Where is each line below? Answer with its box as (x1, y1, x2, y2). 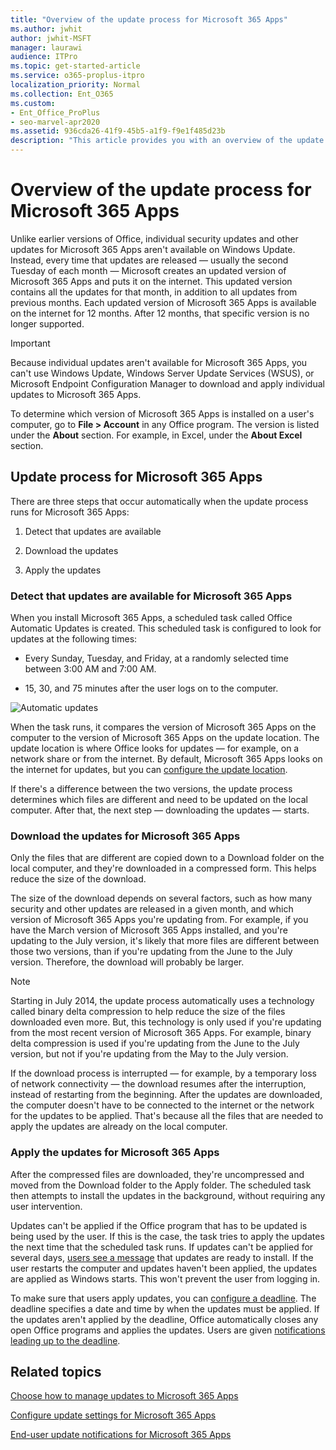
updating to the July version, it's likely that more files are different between (10, 935, 320, 947)
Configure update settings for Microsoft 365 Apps (10, 1409, 217, 1421)
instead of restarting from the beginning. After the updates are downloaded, (10, 1089, 323, 1101)
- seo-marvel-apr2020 (10, 117, 101, 127)
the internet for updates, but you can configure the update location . (10, 764, 288, 776)
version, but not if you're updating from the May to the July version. (10, 1048, 289, 1060)
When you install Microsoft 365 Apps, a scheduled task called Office (10, 612, 293, 624)
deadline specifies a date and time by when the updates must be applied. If (10, 1302, 320, 1315)
